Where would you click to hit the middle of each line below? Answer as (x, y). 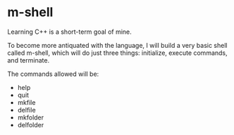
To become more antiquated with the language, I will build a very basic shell (117, 45)
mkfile (26, 102)
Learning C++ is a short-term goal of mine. (69, 32)
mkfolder (31, 117)
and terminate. (29, 60)
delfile (27, 110)
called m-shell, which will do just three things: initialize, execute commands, (117, 53)
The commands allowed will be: (53, 74)
